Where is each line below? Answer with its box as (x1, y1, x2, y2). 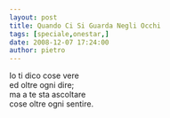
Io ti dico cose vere (9, 70, 80, 81)
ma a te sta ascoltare (9, 90, 86, 100)
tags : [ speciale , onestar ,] (9, 29, 109, 38)
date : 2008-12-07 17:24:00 (9, 37, 109, 47)
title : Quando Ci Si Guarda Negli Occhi (9, 21, 162, 30)
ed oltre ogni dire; (9, 80, 75, 90)
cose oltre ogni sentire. (9, 98, 94, 109)
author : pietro (9, 46, 66, 55)
